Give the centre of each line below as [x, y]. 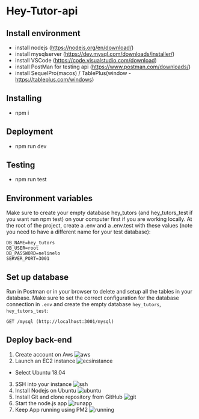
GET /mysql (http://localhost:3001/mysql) [60, 322]
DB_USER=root [23, 248]
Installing [24, 98]
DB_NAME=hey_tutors [31, 243]
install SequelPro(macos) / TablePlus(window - [73, 73]
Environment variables [50, 198]
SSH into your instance [43, 384]
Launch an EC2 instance [45, 361]
